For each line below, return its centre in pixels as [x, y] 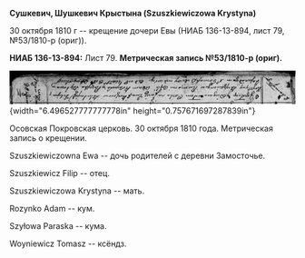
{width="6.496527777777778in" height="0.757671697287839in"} [133, 110]
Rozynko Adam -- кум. [52, 208]
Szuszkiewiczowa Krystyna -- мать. [77, 191]
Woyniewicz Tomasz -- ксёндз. [68, 243]
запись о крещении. [49, 138]
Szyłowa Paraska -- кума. [58, 225]
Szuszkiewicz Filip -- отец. [60, 173]
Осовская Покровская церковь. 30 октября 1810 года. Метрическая [142, 128]
